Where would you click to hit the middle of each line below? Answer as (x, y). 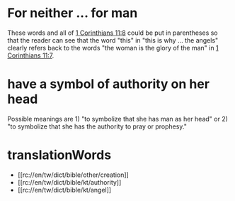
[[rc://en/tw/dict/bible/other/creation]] (73, 175)
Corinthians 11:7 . (31, 55)
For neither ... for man (73, 13)
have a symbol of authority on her (109, 84)
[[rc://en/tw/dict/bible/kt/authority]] (69, 182)
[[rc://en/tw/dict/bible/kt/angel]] (64, 190)
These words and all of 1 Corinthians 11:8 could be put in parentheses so (113, 33)
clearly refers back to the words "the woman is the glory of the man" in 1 (113, 48)
